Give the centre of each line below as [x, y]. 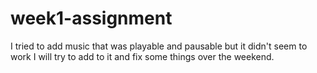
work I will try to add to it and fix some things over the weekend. [142, 56]
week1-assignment [91, 18]
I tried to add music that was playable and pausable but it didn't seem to [159, 46]
